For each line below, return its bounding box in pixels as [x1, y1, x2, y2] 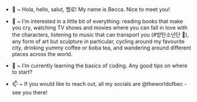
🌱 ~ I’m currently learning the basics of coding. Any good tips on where [11, 62, 188, 69]
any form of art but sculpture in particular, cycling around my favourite [11, 38, 185, 45]
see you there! [11, 89, 48, 96]
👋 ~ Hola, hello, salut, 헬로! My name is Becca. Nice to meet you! [11, 6, 170, 13]
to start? [11, 69, 33, 75]
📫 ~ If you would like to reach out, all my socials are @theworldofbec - [11, 81, 187, 87]
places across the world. [11, 51, 73, 57]
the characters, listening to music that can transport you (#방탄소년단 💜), [11, 31, 189, 38]
